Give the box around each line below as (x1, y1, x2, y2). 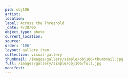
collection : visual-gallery (5, 52, 63, 57)
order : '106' (5, 43, 32, 48)
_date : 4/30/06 (5, 25, 36, 30)
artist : (5, 12, 21, 16)
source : (5, 39, 21, 44)
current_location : (5, 34, 43, 39)
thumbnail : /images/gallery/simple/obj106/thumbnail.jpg (5, 57, 124, 62)
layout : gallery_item (5, 47, 49, 52)
